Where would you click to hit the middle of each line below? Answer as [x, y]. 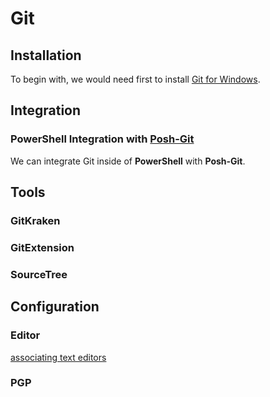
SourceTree [39, 274]
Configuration [55, 307]
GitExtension [42, 247]
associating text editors [58, 357]
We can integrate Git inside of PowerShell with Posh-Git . [128, 161]
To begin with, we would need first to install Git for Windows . [135, 79]
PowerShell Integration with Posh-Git [102, 139]
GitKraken [35, 220]
